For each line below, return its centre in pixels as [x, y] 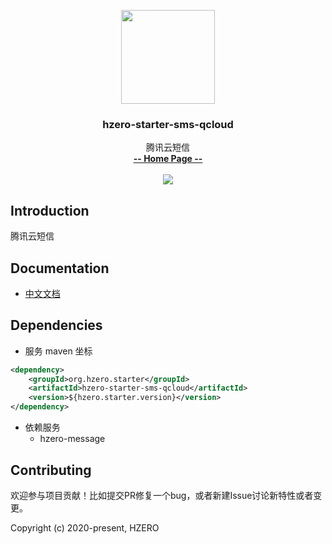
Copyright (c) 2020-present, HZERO [85, 527]
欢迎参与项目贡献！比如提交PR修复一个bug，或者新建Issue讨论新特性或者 [162, 495]
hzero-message [72, 439]
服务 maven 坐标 [58, 351]
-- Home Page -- [168, 159]
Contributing [51, 470]
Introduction [50, 210]
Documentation [60, 268]
